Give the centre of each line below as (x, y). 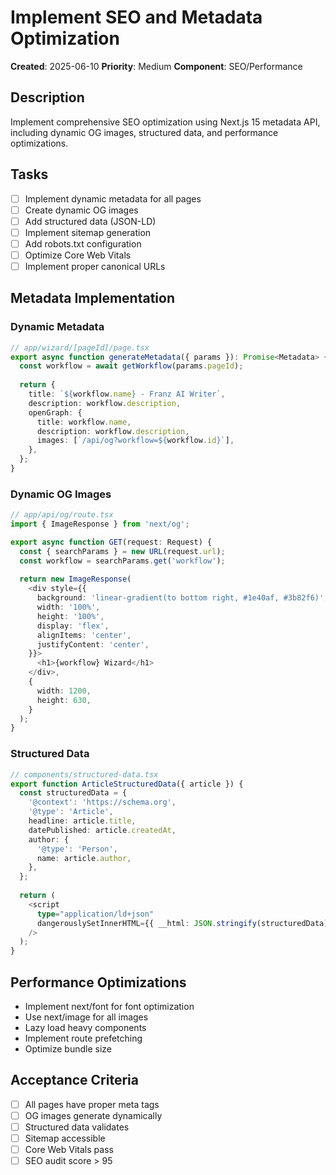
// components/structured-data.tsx (84, 774)
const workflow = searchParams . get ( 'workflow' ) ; (122, 561)
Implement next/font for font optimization (109, 1006)
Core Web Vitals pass (69, 1150)
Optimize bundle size (68, 1048)
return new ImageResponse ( (75, 579)
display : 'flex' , (73, 626)
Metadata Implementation (93, 298)
